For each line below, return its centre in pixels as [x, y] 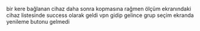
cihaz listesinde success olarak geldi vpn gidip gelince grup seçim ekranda [100, 15]
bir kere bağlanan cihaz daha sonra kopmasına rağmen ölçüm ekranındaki [99, 9]
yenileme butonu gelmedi [38, 22]
